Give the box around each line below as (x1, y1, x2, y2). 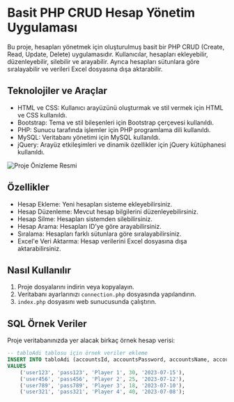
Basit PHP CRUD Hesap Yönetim (7, 5, 196, 21)
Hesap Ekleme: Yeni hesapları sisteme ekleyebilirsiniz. (17, 200, 173, 208)
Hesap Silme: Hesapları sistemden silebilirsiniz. (17, 214, 153, 223)
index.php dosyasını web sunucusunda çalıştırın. (17, 298, 157, 306)
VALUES (7, 362, 26, 369)
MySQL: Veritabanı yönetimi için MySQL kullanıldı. (17, 133, 161, 141)
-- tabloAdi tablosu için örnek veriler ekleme (7, 350, 148, 357)
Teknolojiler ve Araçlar (7, 85, 108, 97)
